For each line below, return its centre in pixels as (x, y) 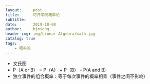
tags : (11, 44)
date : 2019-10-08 (31, 24)
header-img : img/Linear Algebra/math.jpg (50, 34)
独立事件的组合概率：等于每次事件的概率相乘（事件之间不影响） (80, 76)
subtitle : (16, 19)
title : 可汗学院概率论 (33, 15)
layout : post (24, 10)
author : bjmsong (27, 29)
